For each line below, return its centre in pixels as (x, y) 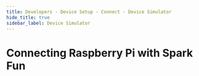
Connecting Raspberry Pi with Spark (100, 53)
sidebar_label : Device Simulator (48, 23)
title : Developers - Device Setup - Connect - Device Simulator (89, 12)
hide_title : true (28, 17)
